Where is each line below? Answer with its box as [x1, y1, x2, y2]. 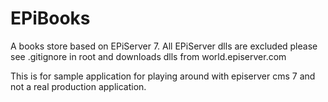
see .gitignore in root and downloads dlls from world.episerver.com [10, 50, 287, 62]
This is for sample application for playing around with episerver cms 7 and [10, 70, 316, 82]
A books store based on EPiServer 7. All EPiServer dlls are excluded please [10, 40, 318, 52]
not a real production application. [10, 80, 147, 92]
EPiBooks [10, 7, 91, 30]
